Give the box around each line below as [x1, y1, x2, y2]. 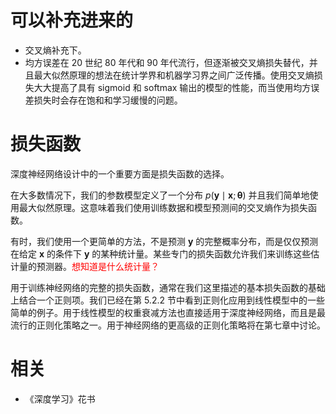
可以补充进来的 [10, 9, 134, 32]
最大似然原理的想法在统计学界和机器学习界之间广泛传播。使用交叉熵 [33, 69, 315, 81]
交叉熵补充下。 [24, 44, 87, 56]
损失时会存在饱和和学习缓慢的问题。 [33, 94, 183, 106]
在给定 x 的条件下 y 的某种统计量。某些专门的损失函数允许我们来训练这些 [10, 247, 312, 260]
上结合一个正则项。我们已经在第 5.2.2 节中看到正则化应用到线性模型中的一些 [10, 294, 325, 306]
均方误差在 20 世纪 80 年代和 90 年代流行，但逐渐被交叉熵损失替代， [24, 56, 310, 68]
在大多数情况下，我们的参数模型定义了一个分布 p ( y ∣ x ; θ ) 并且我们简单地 [10, 189, 310, 201]
